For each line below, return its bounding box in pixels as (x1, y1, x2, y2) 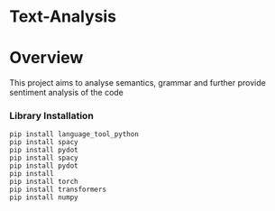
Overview (9, 48, 84, 69)
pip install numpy (9, 193, 78, 202)
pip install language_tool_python (9, 130, 140, 139)
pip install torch (9, 178, 78, 187)
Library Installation (9, 110, 95, 123)
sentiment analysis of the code (9, 87, 124, 98)
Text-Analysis (9, 6, 117, 27)
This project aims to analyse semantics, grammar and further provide (9, 78, 266, 88)
